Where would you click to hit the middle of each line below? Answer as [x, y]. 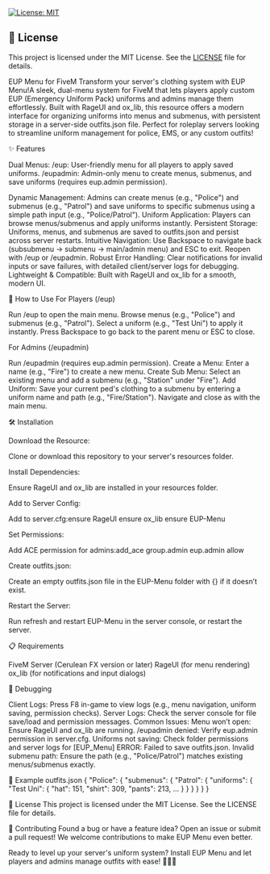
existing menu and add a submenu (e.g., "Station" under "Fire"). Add [122, 380]
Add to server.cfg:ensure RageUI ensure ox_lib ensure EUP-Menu [117, 519]
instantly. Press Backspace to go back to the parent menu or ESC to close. [132, 332]
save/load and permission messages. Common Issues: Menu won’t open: [130, 721]
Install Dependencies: [44, 471]
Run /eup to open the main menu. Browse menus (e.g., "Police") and [122, 314]
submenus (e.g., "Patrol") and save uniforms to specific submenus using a [132, 206]
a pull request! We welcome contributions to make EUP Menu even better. [131, 837]
